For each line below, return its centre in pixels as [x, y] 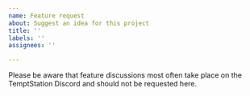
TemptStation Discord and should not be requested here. [103, 84]
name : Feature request [46, 16]
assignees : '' [32, 46]
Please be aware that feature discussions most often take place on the [125, 75]
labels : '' [27, 38]
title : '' [25, 30]
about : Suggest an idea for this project [79, 23]
